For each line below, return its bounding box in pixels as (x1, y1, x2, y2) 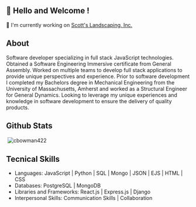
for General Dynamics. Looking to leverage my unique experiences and (6, 91, 177, 99)
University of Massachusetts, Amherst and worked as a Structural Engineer (6, 85, 187, 92)
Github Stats (6, 121, 53, 131)
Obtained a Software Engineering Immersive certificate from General (6, 60, 171, 67)
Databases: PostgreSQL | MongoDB (14, 182, 101, 189)
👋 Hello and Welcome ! (6, 6, 90, 16)
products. (6, 104, 29, 111)
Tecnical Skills (6, 154, 60, 164)
